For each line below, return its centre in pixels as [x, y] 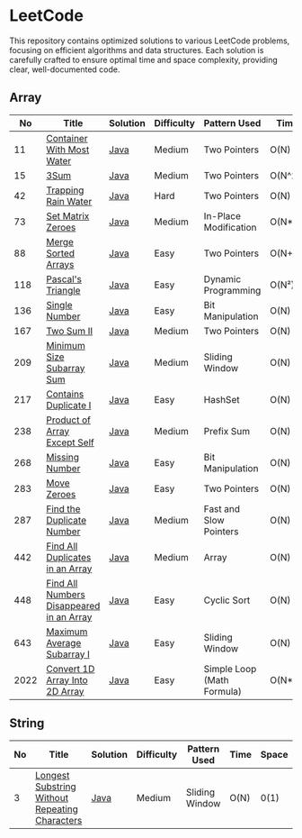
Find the [63, 508]
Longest [53, 775]
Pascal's [64, 278]
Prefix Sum [226, 431]
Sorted [60, 253]
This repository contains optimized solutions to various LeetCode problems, [150, 41]
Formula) [223, 691]
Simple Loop [230, 669]
